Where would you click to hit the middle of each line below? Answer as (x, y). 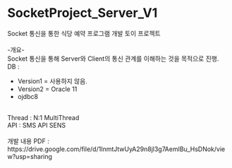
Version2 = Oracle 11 (47, 89)
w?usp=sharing (30, 156)
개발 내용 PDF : (28, 141)
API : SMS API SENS (37, 125)
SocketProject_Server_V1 (83, 13)
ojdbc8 (28, 96)
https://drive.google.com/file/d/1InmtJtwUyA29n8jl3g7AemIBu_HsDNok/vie (116, 149)
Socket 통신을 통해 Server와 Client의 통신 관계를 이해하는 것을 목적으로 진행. (113, 59)
